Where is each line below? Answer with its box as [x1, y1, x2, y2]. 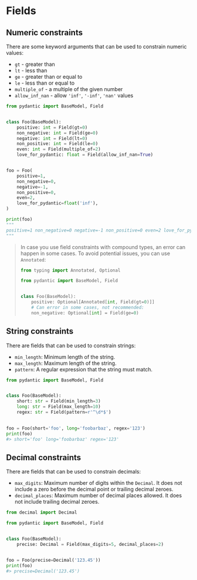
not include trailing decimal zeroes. [14, 498, 100, 505]
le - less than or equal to [14, 79, 75, 86]
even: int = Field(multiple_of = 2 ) [16, 146, 101, 152]
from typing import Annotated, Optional [20, 267, 121, 273]
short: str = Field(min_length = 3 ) [16, 398, 101, 404]
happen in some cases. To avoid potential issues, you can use [20, 250, 171, 257]
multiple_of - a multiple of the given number [14, 86, 123, 92]
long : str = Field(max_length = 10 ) [16, 404, 101, 410]
